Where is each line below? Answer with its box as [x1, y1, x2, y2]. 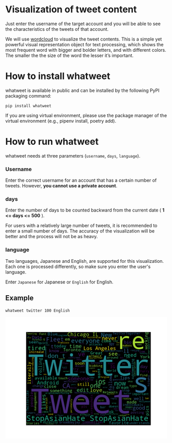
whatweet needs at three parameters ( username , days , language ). [5, 152, 141, 159]
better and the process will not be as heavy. [5, 234, 98, 240]
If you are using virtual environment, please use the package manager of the [5, 112, 167, 119]
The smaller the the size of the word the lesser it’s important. [5, 52, 134, 59]
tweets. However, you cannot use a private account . [5, 183, 118, 189]
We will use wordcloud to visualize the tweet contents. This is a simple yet [5, 36, 162, 42]
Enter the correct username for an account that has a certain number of [5, 177, 157, 183]
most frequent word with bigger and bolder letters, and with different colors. [5, 47, 167, 53]
